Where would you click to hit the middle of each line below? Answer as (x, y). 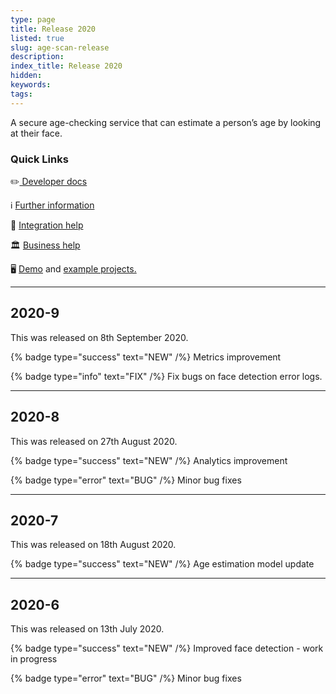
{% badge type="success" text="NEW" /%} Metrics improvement (146, 357)
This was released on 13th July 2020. (87, 629)
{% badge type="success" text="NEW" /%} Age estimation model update (162, 564)
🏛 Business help (45, 245)
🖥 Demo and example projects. (73, 268)
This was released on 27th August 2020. (94, 441)
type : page (33, 19)
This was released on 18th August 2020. (93, 545)
